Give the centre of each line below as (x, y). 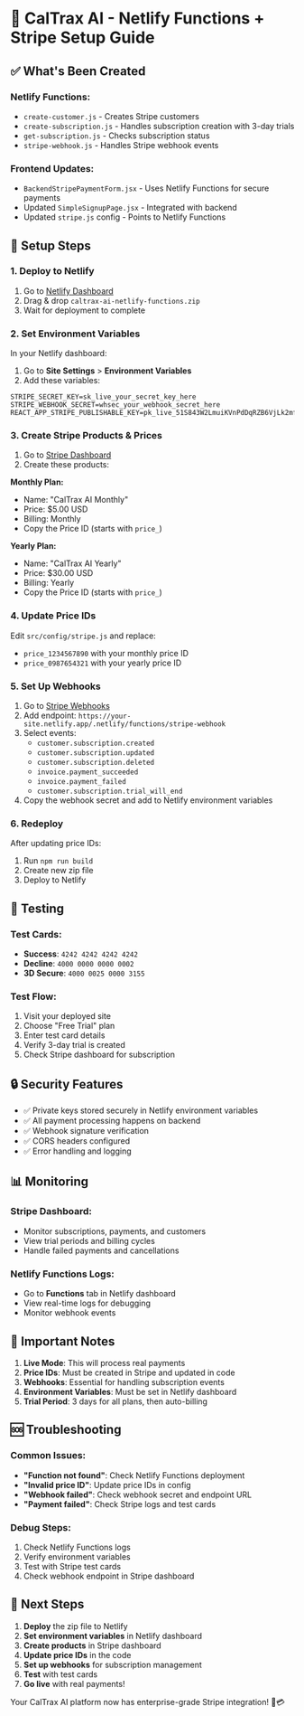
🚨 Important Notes (63, 1341)
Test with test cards (60, 1674)
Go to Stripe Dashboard (67, 455)
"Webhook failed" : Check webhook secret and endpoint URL (138, 1494)
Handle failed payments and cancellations (101, 1250)
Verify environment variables (77, 1556)
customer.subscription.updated (96, 753)
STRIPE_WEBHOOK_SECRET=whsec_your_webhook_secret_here (115, 405)
